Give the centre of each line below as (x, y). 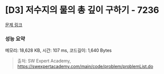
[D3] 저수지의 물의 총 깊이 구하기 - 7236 (82, 10)
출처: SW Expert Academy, (44, 61)
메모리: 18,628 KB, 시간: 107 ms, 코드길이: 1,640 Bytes (59, 50)
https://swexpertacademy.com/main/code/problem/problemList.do (85, 67)
